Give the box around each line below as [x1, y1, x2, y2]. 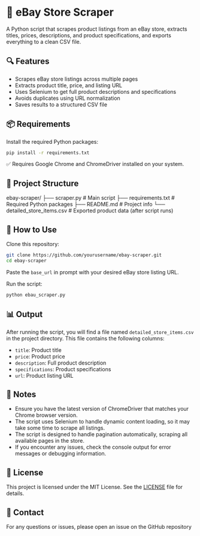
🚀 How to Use [6, 224, 57, 235]
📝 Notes [6, 389, 37, 399]
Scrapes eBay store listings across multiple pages [14, 75, 138, 82]
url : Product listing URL [14, 372, 74, 379]
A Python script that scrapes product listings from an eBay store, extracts [6, 25, 187, 32]
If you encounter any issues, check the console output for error [14, 443, 172, 451]
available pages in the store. [14, 437, 85, 445]
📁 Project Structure [6, 178, 79, 188]
